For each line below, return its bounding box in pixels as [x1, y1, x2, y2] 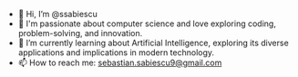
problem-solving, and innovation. [17, 28, 143, 38]
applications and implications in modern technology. [17, 47, 215, 58]
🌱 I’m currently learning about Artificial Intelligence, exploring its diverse [17, 37, 289, 48]
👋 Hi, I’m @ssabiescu [17, 9, 98, 19]
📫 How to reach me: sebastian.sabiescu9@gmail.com [17, 57, 222, 68]
